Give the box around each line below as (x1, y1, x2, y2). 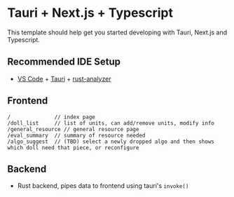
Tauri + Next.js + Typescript (7, 5, 174, 21)
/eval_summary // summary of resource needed (7, 132, 146, 139)
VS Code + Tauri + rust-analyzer (17, 74, 111, 83)
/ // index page (7, 114, 96, 121)
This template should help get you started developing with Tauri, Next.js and (7, 28, 228, 36)
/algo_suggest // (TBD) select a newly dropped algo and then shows (7, 138, 215, 145)
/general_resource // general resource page (7, 125, 139, 133)
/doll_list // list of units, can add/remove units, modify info (7, 119, 215, 127)
